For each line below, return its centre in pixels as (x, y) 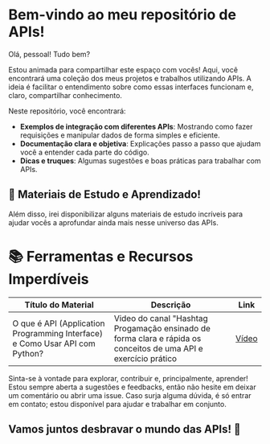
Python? (28, 353)
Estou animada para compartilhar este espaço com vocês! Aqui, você (123, 69)
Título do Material (59, 305)
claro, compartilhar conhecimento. (65, 95)
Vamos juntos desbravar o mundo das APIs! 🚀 (125, 429)
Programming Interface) (57, 333)
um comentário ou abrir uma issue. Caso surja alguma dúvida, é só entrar (130, 395)
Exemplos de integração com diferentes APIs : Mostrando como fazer (136, 126)
